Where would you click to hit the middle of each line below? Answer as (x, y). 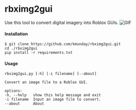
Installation (16, 34)
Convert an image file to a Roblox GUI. (46, 82)
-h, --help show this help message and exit (53, 95)
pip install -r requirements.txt (39, 53)
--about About (24, 104)
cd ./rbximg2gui (21, 48)
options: (13, 91)
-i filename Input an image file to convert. (53, 99)
